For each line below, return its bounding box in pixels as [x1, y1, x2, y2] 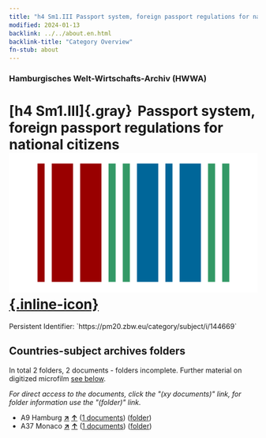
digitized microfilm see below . [9, 373, 106, 383]
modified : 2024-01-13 [9, 21, 81, 29]
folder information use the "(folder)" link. [9, 397, 141, 406]
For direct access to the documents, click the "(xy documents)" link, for [9, 389, 242, 399]
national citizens [9, 136, 120, 154]
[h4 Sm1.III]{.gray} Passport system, [9, 103, 256, 120]
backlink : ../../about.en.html [9, 29, 112, 37]
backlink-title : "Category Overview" [9, 38, 133, 46]
